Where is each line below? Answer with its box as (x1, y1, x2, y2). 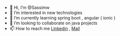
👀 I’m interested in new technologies (9, 10, 83, 16)
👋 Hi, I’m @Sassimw (9, 5, 50, 10)
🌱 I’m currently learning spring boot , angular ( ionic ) (9, 15, 116, 20)
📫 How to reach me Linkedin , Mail (9, 26, 80, 31)
